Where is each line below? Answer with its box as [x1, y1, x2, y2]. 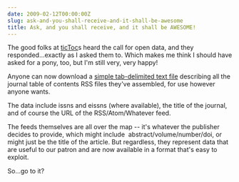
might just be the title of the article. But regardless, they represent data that [7, 138, 229, 146]
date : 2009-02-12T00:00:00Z [7, 10, 91, 18]
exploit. [7, 153, 29, 161]
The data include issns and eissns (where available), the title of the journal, [7, 101, 228, 110]
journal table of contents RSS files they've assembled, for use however [7, 80, 215, 89]
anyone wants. [7, 87, 51, 96]
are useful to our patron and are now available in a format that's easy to [7, 146, 218, 154]
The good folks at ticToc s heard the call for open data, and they [7, 44, 194, 52]
